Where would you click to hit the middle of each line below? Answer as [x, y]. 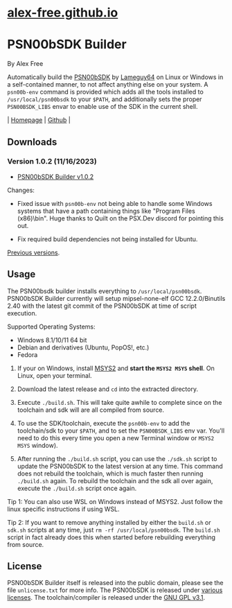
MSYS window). [37, 445]
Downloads [32, 142]
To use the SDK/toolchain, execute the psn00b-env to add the [104, 423]
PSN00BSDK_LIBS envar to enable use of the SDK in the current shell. [103, 107]
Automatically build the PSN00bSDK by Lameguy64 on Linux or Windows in [115, 77]
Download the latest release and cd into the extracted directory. [108, 389]
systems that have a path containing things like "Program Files [106, 211]
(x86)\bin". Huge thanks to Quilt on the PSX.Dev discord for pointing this [120, 218]
